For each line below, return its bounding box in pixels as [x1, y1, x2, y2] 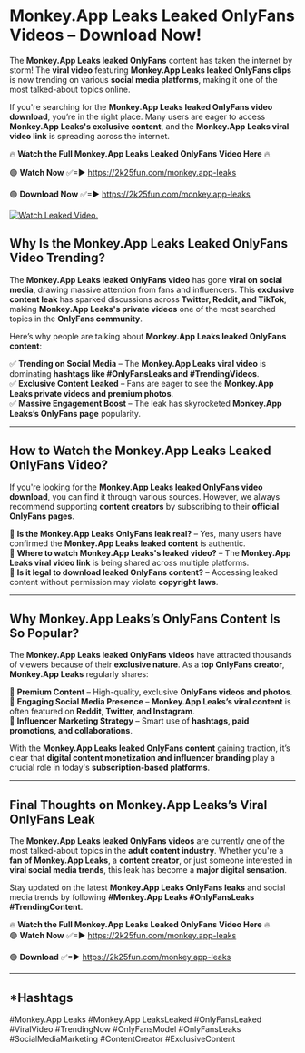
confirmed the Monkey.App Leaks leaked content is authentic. [9, 538, 247, 549]
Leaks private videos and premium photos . [9, 388, 174, 399]
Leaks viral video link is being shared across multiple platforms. [9, 557, 250, 568]
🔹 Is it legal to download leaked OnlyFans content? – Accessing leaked [9, 566, 279, 578]
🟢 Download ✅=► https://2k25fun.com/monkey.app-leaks [9, 952, 231, 963]
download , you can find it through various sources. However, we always [9, 491, 280, 501]
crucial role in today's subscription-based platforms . [9, 762, 211, 774]
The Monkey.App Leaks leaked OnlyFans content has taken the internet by [9, 55, 293, 66]
